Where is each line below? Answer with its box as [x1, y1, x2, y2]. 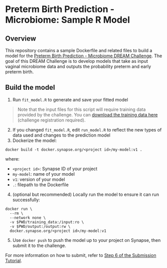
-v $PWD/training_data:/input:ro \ [10, 219, 84, 224]
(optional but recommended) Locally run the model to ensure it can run [12, 191, 159, 197]
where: [5, 156, 20, 162]
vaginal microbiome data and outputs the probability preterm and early [5, 64, 151, 69]
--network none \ [10, 215, 46, 220]
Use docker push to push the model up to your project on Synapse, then [12, 237, 161, 243]
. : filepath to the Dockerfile [12, 182, 69, 188]
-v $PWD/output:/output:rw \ [10, 224, 71, 229]
